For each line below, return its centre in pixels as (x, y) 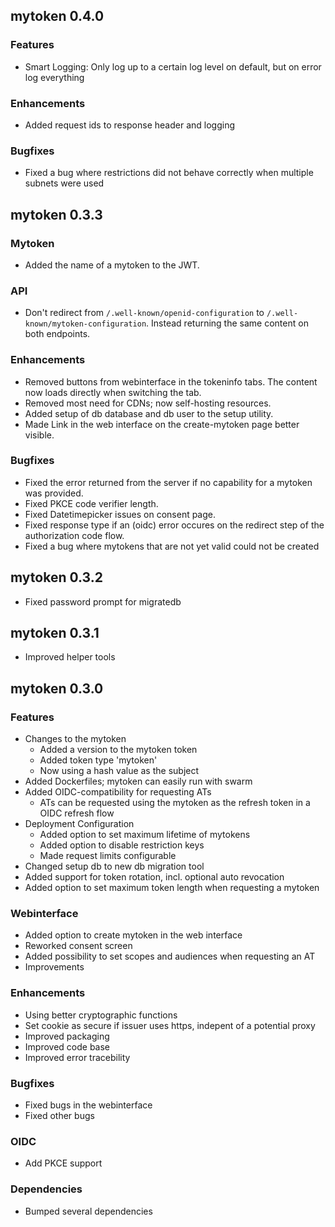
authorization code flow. (74, 535)
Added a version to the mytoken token (118, 750)
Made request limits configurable (108, 856)
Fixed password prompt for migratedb (103, 601)
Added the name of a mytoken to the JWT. (112, 265)
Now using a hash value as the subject (119, 771)
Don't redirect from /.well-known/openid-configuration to (144, 313)
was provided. (54, 493)
